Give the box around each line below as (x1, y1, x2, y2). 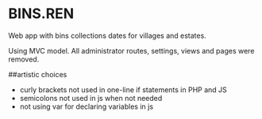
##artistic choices (8, 69, 67, 79)
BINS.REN (8, 5, 75, 23)
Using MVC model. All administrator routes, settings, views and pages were (8, 46, 255, 55)
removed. (8, 54, 40, 64)
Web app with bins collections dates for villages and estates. (8, 31, 206, 40)
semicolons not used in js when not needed (19, 93, 163, 102)
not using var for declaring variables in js (19, 102, 153, 111)
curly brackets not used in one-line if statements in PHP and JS (19, 84, 228, 95)
